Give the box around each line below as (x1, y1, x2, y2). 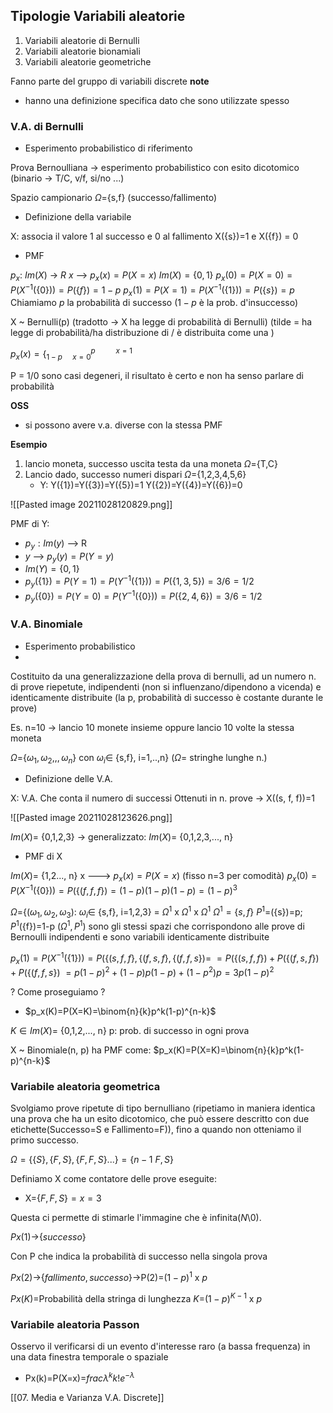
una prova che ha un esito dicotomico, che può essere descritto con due (10, 1113, 310, 1125)
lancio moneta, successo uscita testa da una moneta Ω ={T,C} (24, 457, 278, 469)
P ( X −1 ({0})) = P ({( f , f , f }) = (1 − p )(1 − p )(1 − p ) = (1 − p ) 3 (10, 883, 238, 896)
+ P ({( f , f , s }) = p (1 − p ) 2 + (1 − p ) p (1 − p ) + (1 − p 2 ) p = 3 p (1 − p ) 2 (10, 965, 275, 979)
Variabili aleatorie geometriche (24, 55, 152, 68)
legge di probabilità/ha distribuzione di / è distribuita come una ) (10, 327, 275, 339)
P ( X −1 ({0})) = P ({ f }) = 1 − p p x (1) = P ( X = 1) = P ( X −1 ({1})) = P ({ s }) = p (10, 282, 295, 298)
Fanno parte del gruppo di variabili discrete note (10, 75, 210, 87)
